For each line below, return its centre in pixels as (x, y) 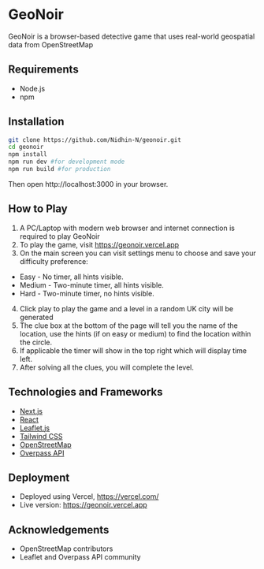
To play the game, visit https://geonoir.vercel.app (99, 244)
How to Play (38, 209)
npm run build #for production (59, 169)
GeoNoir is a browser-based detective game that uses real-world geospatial (132, 36)
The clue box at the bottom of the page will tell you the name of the (128, 325)
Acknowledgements (59, 530)
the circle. (36, 342)
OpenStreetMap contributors (66, 549)
